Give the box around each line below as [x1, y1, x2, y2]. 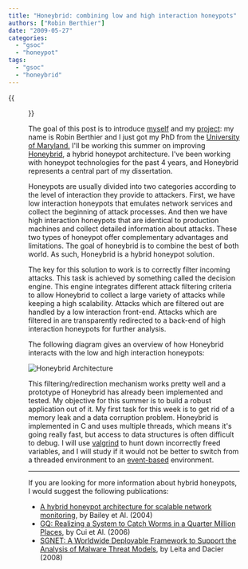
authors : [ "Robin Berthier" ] [8, 19, 105, 27]
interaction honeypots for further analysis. [28, 324, 167, 333]
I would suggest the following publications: [28, 486, 169, 496]
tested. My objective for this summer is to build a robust [28, 395, 212, 405]
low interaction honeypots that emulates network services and [28, 198, 233, 208]
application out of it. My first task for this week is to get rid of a [28, 404, 235, 414]
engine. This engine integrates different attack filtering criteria [28, 281, 233, 291]
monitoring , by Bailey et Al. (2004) [39, 510, 153, 520]
